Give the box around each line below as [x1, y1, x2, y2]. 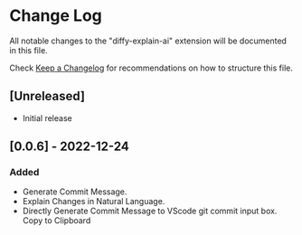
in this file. [9, 44, 48, 55]
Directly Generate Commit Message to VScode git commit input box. [22, 205, 278, 217]
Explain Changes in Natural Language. [22, 196, 165, 207]
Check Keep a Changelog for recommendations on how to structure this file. [9, 62, 294, 73]
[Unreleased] [9, 89, 86, 104]
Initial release [22, 112, 72, 123]
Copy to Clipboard [22, 215, 91, 226]
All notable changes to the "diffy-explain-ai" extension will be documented [9, 35, 288, 46]
